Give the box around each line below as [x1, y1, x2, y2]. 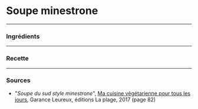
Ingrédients [6, 32, 40, 40]
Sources [6, 76, 31, 84]
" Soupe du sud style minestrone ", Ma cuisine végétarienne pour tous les [14, 90, 190, 97]
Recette [6, 54, 29, 63]
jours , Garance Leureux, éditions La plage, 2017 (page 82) [14, 96, 156, 103]
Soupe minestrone [6, 4, 98, 18]
